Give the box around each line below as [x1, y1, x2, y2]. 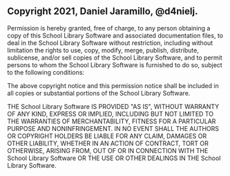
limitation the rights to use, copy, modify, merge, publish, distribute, [7, 46, 199, 54]
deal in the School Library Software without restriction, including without [7, 38, 213, 47]
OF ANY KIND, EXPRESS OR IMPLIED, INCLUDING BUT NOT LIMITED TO [7, 109, 214, 118]
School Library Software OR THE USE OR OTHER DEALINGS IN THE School [7, 154, 221, 162]
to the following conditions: [7, 68, 85, 76]
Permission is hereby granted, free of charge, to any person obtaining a [7, 24, 211, 32]
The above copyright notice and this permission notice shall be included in [7, 81, 219, 89]
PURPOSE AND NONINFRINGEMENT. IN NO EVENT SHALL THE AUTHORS [7, 124, 220, 132]
